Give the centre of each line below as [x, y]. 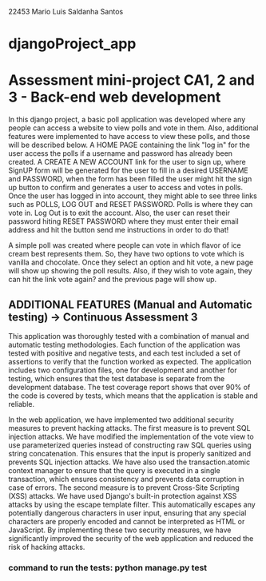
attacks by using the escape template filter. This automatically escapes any [132, 504]
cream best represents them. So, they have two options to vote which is [127, 254]
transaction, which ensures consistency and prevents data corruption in [127, 479]
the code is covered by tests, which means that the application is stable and [133, 396]
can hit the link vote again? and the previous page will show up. [113, 280]
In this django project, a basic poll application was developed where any [127, 120]
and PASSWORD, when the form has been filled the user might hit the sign [130, 179]
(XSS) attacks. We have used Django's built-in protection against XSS [123, 495]
